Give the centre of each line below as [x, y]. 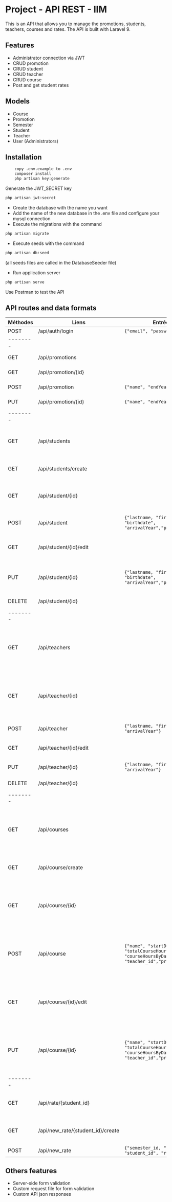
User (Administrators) [36, 141]
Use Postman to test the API [35, 292]
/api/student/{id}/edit [63, 547]
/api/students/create [63, 469]
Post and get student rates [41, 85]
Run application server [36, 272]
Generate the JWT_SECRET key [39, 188]
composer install [33, 174]
